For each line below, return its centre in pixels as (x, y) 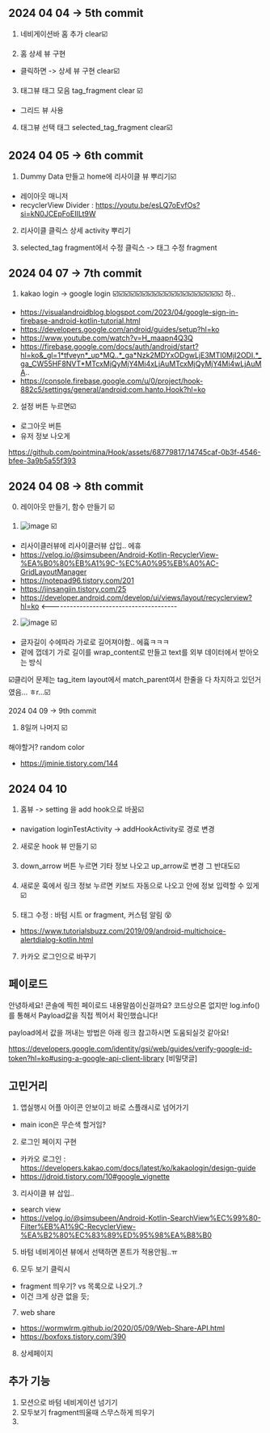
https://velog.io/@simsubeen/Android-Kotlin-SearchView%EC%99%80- (140, 1218)
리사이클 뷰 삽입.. (47, 1193)
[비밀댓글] (181, 1058)
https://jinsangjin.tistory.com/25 (73, 589)
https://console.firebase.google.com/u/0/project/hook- (112, 381)
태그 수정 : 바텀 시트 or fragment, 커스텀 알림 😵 (96, 915)
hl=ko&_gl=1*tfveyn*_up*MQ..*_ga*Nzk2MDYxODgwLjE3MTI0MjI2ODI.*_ (141, 356)
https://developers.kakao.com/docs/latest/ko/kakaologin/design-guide (138, 1168)
